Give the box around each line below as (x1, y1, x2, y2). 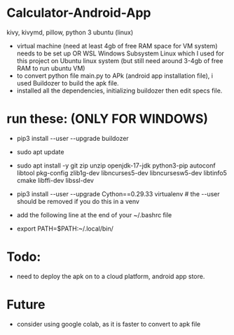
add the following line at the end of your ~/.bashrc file (16, 210, 172, 219)
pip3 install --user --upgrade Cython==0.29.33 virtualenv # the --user (16, 189, 220, 198)
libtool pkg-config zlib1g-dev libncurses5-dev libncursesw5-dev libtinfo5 (16, 168, 227, 177)
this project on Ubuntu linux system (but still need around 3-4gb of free (16, 56, 223, 64)
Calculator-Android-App (6, 5, 151, 21)
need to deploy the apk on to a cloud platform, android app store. (16, 272, 205, 280)
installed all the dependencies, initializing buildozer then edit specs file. (16, 86, 223, 95)
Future (6, 296, 46, 313)
